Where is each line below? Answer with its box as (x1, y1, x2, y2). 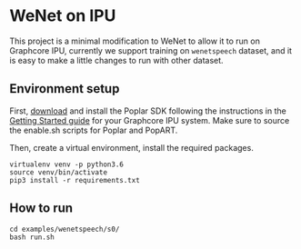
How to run (9, 201, 74, 216)
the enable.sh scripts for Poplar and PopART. (9, 124, 178, 135)
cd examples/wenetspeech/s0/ (9, 224, 120, 234)
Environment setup (9, 81, 120, 96)
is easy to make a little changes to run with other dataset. (9, 55, 225, 65)
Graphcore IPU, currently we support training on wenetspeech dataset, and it (9, 45, 293, 55)
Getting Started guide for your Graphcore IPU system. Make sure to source (9, 115, 290, 125)
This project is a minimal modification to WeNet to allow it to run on (9, 35, 261, 46)
